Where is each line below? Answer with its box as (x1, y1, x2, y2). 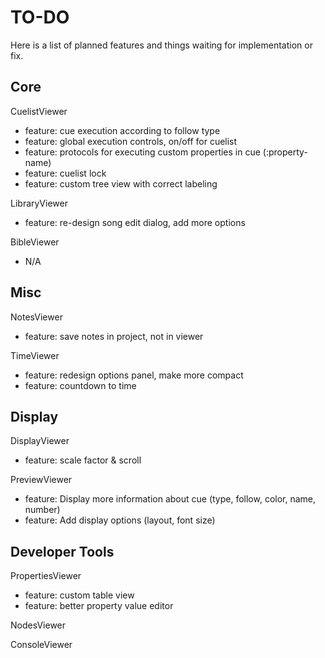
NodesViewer (10, 619, 67, 631)
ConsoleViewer (10, 639, 73, 651)
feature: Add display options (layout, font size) (24, 514, 216, 526)
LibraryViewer (10, 197, 68, 209)
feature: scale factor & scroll (24, 454, 142, 466)
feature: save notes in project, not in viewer (24, 330, 204, 342)
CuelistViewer (10, 105, 68, 117)
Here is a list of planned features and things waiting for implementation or (10, 39, 313, 51)
